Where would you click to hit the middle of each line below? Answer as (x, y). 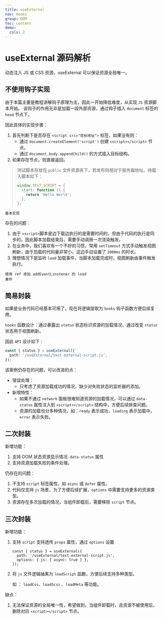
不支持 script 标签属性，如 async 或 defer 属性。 (61, 484)
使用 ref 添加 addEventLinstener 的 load (46, 275)
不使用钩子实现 (27, 89)
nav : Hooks (16, 14)
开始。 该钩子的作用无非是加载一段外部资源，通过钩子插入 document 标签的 (84, 108)
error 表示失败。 (36, 417)
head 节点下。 (19, 114)
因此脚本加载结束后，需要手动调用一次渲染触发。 (74, 240)
